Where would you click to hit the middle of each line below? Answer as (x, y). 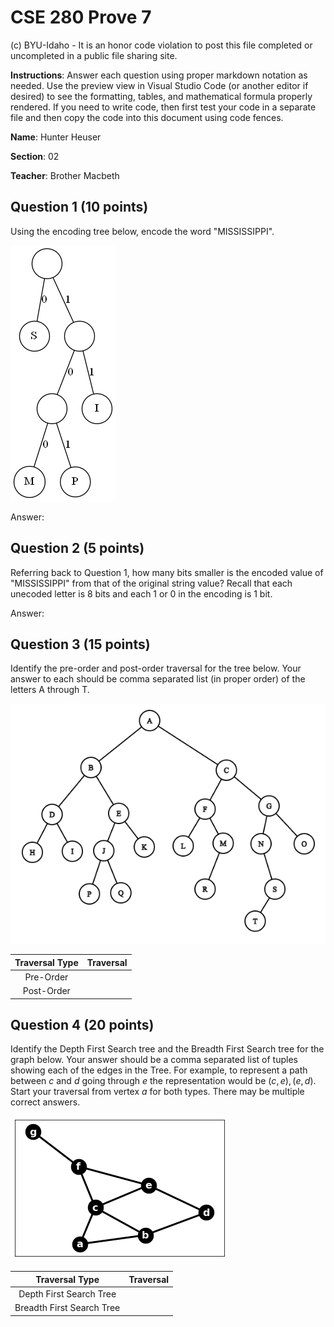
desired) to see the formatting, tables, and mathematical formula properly (161, 96)
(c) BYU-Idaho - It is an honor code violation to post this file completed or (161, 45)
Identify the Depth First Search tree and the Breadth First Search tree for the (167, 1049)
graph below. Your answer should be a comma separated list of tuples (154, 1060)
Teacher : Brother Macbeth (65, 175)
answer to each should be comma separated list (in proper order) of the (158, 679)
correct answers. (45, 1102)
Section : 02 (35, 156)
